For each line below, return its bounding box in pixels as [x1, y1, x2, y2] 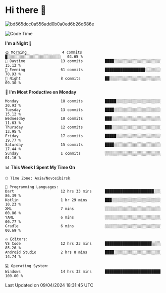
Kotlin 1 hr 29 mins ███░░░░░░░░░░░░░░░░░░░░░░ [5, 197, 161, 202]
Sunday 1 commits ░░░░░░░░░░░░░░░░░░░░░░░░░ [5, 151, 161, 156]
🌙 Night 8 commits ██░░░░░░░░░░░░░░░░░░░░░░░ [5, 76, 161, 81]
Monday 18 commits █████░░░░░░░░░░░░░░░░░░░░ [5, 98, 161, 103]
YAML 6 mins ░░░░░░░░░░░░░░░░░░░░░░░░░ [5, 215, 161, 220]
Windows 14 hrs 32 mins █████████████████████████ [5, 269, 161, 274]
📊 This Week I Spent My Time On [5, 164, 75, 170]
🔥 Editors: [5, 236, 28, 242]
